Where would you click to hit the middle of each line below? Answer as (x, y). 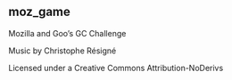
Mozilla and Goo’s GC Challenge (67, 33)
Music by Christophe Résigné (62, 51)
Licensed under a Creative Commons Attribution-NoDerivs (116, 68)
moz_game (39, 12)
